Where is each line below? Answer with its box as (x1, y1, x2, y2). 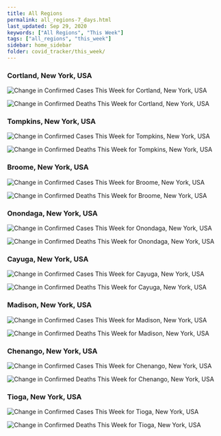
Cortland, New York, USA (7, 70, 92, 80)
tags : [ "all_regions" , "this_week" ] (7, 36, 112, 42)
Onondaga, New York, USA (7, 208, 98, 218)
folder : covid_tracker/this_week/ (7, 49, 106, 55)
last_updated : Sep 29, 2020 (7, 23, 88, 29)
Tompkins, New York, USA (7, 117, 96, 127)
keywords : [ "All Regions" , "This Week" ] (7, 29, 125, 36)
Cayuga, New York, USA (7, 254, 89, 264)
